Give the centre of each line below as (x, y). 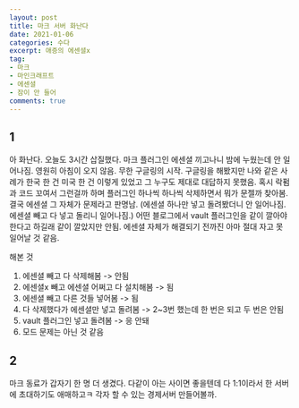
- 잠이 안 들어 (33, 92)
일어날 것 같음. (34, 238)
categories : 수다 (39, 42)
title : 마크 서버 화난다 (49, 26)
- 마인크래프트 (32, 76)
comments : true (38, 101)
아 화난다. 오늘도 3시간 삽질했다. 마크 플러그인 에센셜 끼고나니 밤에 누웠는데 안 (145, 160)
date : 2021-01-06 (42, 34)
